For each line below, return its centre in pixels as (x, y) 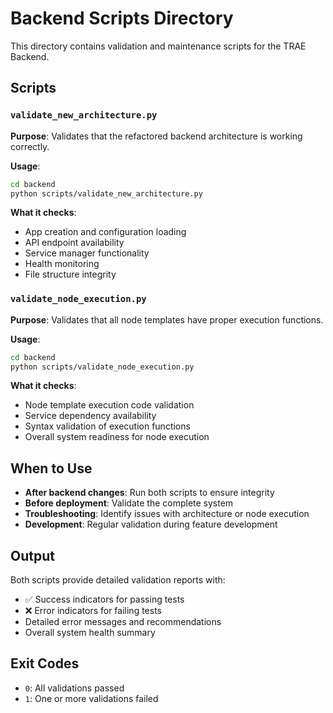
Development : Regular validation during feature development (151, 524)
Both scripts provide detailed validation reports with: (118, 580)
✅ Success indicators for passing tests (104, 599)
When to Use (51, 468)
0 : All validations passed (74, 688)
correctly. (30, 146)
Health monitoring (62, 264)
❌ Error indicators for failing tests (93, 611)
